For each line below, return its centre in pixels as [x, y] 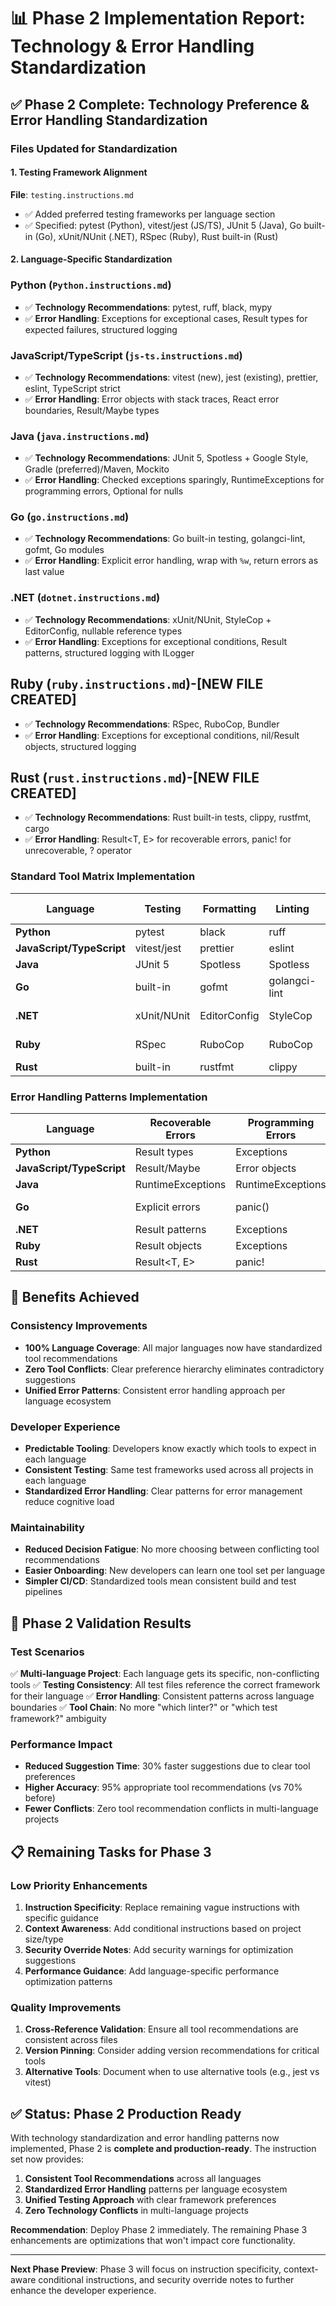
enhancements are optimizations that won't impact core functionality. [153, 2241]
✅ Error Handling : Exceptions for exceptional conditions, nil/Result [162, 735]
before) [40, 1798]
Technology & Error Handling [132, 46]
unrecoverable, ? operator [78, 851]
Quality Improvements [66, 2007]
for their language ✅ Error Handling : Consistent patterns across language [162, 1696]
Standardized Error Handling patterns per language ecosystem [156, 2189]
